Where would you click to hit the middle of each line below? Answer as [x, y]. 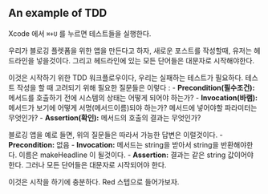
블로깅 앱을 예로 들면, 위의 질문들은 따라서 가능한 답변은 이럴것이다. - [116, 135]
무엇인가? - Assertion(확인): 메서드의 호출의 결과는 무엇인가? [105, 117]
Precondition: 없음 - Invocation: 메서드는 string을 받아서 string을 [114, 144]
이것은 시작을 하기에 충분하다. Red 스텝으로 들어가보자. [94, 182]
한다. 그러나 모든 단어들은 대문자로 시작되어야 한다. [87, 164]
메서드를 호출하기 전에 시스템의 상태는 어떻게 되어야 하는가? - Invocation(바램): [133, 97]
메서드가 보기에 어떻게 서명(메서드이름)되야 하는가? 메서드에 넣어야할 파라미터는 [133, 107]
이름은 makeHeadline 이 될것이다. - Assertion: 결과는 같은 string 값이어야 [136, 155]
